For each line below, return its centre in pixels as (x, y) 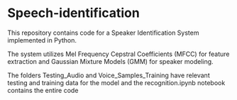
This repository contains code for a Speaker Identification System (103, 33)
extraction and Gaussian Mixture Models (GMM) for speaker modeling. (111, 61)
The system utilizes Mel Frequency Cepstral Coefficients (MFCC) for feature (118, 54)
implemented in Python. (42, 40)
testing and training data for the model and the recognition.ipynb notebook (116, 82)
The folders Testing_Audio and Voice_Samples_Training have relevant (109, 75)
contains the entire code (43, 90)
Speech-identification (73, 13)
